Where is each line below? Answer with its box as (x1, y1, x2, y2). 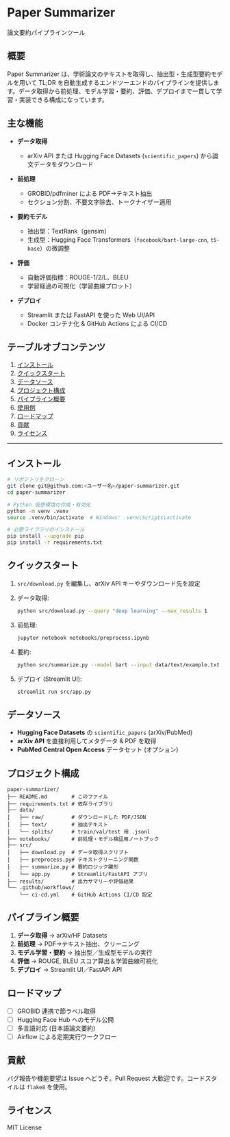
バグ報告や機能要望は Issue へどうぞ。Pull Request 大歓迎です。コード (7, 1074, 205, 1082)
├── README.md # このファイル (7, 793, 108, 800)
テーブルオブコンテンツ (7, 341, 106, 353)
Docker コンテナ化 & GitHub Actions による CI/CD (27, 319, 168, 327)
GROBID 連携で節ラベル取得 (16, 1007, 96, 1015)
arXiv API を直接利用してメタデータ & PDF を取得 (16, 737, 157, 745)
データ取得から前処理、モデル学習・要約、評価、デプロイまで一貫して (18, 87, 217, 95)
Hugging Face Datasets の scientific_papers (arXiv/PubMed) (16, 728, 193, 737)
